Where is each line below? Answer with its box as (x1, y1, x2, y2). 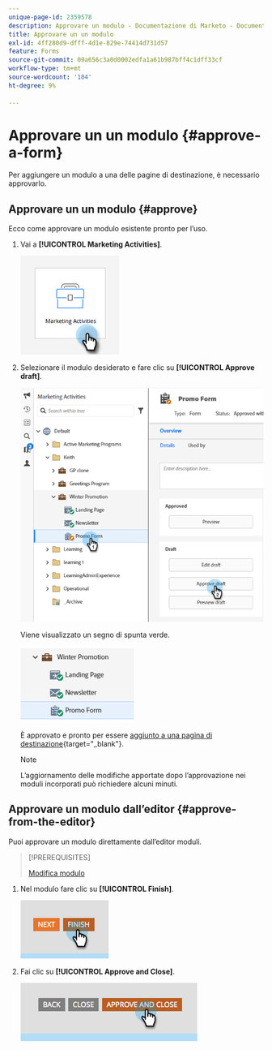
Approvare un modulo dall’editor (8, 803, 176, 816)
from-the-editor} (8, 815, 96, 829)
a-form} (8, 143, 63, 161)
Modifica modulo (28, 868, 85, 878)
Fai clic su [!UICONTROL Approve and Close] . (19, 966, 176, 976)
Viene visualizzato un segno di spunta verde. (19, 630, 170, 639)
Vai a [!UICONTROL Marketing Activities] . (19, 239, 163, 249)
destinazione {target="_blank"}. (19, 738, 124, 748)
